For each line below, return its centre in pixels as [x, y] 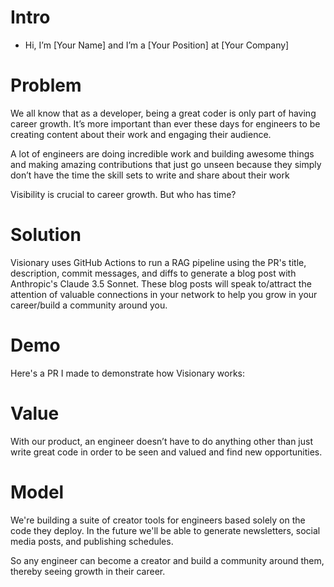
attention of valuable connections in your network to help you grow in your [164, 294]
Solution [46, 235]
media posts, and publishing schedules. [92, 541]
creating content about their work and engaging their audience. [141, 134]
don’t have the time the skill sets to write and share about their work [150, 175]
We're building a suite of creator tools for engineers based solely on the [158, 520]
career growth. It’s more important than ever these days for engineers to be [165, 123]
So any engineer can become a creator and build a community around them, [167, 560]
